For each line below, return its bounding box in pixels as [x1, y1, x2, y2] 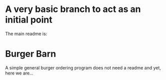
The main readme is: [5, 30, 47, 36]
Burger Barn [5, 48, 56, 59]
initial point [5, 14, 53, 25]
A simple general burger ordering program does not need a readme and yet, [5, 64, 161, 70]
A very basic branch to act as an [5, 3, 141, 15]
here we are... [5, 70, 34, 76]
